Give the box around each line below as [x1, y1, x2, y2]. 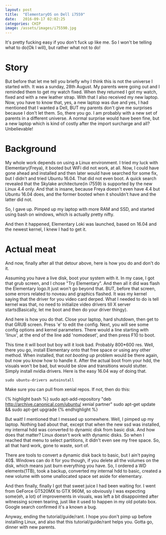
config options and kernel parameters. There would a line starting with [5, 327, 149, 333]
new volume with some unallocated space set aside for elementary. [5, 473, 143, 479]
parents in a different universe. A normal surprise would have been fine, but [5, 115, 160, 122]
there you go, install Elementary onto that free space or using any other [5, 347, 151, 353]
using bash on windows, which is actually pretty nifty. [5, 211, 115, 217]
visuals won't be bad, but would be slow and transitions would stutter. [5, 363, 148, 369]
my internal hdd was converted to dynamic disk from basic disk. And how [5, 426, 155, 432]
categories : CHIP [5, 21, 41, 26]
